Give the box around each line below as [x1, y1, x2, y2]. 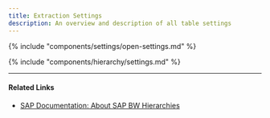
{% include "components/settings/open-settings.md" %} [8, 41, 197, 51]
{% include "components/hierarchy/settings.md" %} [8, 57, 181, 67]
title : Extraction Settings [8, 11, 103, 20]
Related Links [8, 83, 55, 92]
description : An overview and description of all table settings [8, 19, 231, 27]
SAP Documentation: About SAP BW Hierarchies [19, 100, 181, 110]
